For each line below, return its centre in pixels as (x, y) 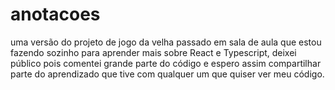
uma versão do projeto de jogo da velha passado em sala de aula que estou (166, 42)
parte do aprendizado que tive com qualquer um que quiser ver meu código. (167, 74)
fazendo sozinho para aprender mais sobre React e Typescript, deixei (153, 52)
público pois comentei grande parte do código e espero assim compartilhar (166, 63)
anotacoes (55, 14)
